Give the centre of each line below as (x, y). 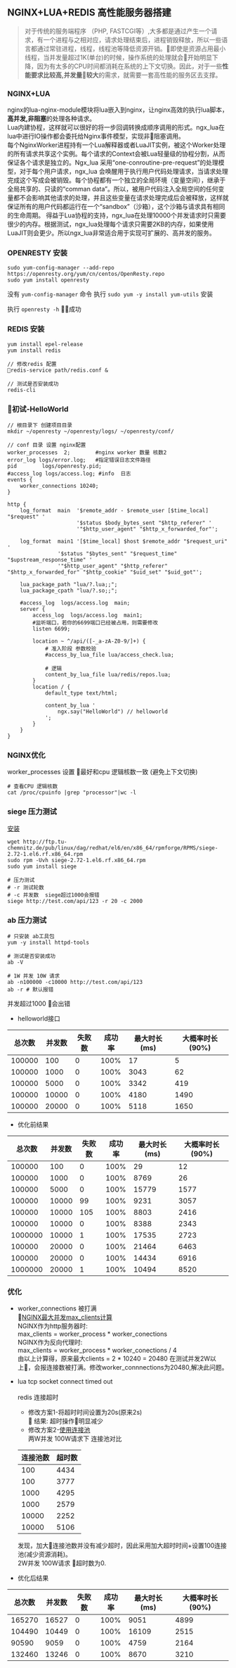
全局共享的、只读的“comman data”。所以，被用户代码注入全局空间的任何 (113, 189)
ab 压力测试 (27, 920)
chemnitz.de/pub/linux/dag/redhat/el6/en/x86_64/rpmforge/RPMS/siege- (113, 848)
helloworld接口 (39, 1018)
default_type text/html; (81, 693)
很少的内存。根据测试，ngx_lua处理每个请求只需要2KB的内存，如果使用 (111, 225)
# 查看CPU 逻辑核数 (33, 787)
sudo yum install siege (42, 866)
